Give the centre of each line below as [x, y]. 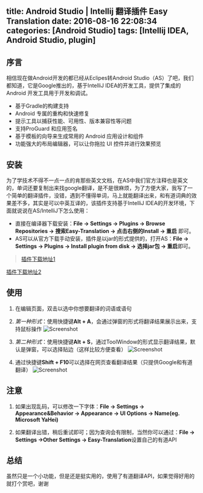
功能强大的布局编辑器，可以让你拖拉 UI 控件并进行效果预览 [88, 144]
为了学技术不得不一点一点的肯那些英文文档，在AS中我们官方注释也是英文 [97, 180]
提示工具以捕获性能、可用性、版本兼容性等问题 [73, 121]
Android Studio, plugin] [51, 40]
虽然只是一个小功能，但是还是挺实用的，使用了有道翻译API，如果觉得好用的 [101, 476]
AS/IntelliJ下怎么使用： [61, 211]
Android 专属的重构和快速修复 [52, 114]
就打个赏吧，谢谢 [27, 484]
